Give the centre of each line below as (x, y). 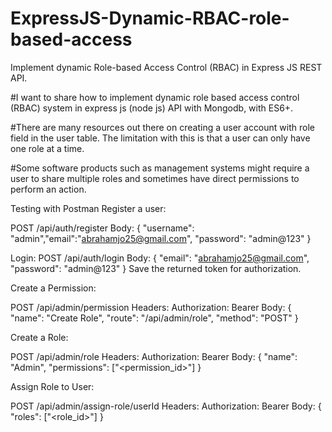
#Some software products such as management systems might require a (160, 168)
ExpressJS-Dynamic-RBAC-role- (150, 18)
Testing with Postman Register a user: (88, 208)
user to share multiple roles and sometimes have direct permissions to (155, 178)
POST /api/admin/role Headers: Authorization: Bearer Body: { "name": (154, 356)
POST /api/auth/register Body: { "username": (102, 228)
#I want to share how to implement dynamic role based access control (155, 97)
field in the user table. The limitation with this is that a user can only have (160, 138)
